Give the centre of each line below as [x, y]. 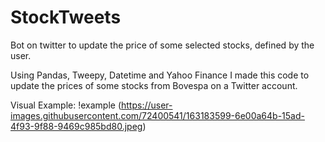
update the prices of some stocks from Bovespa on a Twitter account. [154, 85]
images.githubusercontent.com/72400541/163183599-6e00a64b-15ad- [157, 115]
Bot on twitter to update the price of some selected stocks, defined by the [162, 45]
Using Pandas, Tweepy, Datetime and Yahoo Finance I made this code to [160, 75]
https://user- [147, 105]
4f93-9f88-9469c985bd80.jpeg [76, 126]
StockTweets [66, 17]
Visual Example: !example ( [66, 105]
